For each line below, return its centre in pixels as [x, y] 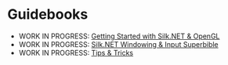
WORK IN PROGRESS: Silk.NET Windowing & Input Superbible [118, 44]
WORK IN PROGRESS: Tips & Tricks [76, 52]
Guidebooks [48, 14]
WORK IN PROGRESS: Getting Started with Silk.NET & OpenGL [119, 36]
